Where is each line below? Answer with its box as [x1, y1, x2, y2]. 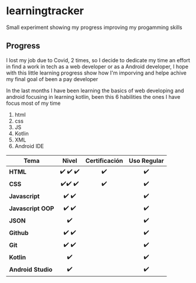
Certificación [85, 156, 123, 165]
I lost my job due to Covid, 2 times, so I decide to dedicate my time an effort [6, 56, 191, 63]
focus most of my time [6, 99, 61, 107]
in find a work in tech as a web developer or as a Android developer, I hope [6, 63, 189, 70]
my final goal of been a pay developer [6, 75, 99, 82]
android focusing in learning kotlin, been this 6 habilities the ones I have [6, 93, 181, 100]
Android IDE [14, 142, 44, 149]
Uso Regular [129, 156, 164, 165]
